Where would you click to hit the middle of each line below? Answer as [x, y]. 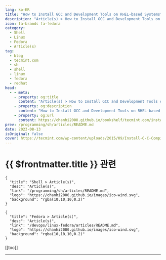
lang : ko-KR [17, 10]
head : [11, 88]
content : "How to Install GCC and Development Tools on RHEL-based [89, 111]
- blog [16, 56]
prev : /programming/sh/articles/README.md [49, 125]
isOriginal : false [24, 134]
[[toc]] [12, 248]
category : [15, 28]
